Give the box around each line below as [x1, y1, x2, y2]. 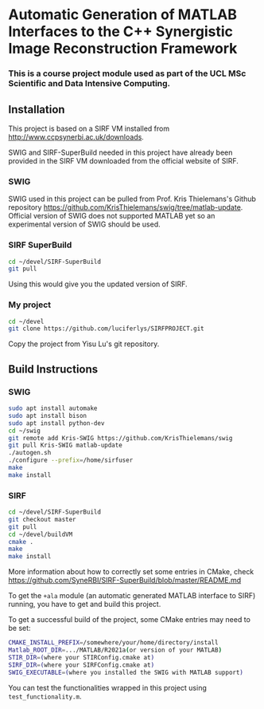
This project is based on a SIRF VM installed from [8, 124, 169, 133]
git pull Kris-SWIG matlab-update [8, 441, 123, 450]
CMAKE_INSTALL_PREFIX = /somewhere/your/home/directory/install [8, 639, 219, 647]
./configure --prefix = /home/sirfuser [8, 456, 134, 464]
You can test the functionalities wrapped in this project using [8, 683, 207, 692]
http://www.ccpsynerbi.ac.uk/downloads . [8, 132, 145, 141]
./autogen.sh [8, 449, 52, 457]
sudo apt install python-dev [8, 419, 105, 427]
